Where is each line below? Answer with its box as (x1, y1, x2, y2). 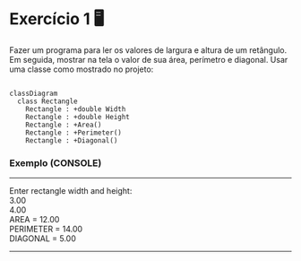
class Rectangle (17, 97, 78, 106)
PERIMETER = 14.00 (9, 223, 83, 235)
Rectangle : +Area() (25, 120, 102, 129)
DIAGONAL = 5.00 (9, 233, 76, 244)
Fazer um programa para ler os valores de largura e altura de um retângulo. (9, 44, 288, 56)
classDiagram (9, 89, 58, 98)
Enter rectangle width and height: (9, 186, 133, 196)
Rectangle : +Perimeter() (25, 128, 123, 137)
